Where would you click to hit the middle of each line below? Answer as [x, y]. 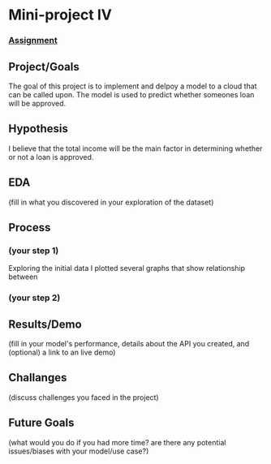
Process [30, 228]
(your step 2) [34, 298]
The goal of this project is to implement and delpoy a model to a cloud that [133, 86]
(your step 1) [34, 251]
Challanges [38, 378]
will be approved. [37, 103]
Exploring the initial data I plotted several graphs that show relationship [127, 269]
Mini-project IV [60, 15]
